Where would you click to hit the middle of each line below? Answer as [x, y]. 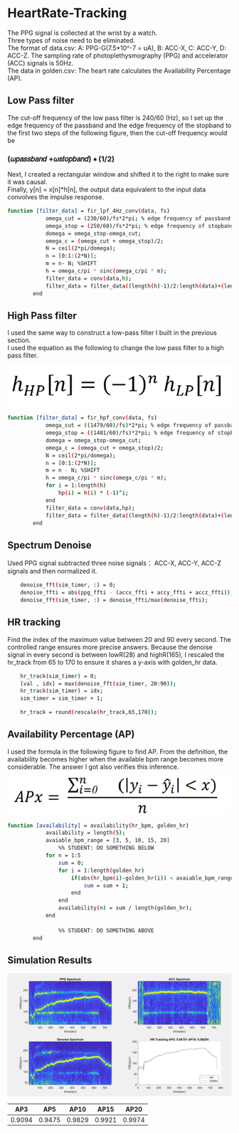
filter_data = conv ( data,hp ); [90, 508]
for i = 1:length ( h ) [76, 485]
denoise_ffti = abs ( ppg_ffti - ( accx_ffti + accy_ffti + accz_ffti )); [127, 593]
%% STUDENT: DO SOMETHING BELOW [106, 848]
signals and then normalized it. [52, 571]
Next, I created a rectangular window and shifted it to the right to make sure [118, 174]
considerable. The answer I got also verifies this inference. [93, 766]
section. [19, 340]
